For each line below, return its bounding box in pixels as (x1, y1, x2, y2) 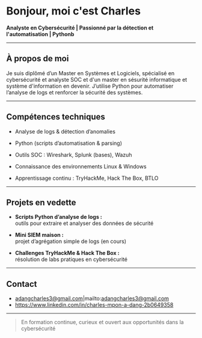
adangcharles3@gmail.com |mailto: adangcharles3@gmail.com (14, 295, 170, 302)
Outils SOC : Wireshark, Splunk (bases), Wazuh (14, 151, 132, 158)
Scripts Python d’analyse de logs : (14, 214, 102, 221)
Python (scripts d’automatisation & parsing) (14, 140, 122, 147)
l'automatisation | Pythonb (6, 30, 75, 37)
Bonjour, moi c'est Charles (6, 4, 141, 18)
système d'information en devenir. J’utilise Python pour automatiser (6, 82, 174, 90)
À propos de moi (6, 54, 69, 64)
